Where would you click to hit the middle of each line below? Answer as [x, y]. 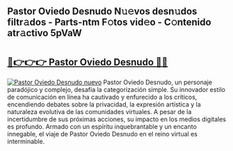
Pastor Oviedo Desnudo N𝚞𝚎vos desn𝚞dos [102, 11]
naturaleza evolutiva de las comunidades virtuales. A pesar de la [99, 112]
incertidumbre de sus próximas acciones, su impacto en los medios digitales [116, 119]
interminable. [26, 141]
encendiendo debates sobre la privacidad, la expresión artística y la [104, 104]
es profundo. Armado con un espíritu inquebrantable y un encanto [102, 127]
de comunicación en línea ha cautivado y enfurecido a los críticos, [102, 97]
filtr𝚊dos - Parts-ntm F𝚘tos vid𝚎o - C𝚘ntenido [109, 23]
